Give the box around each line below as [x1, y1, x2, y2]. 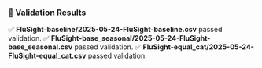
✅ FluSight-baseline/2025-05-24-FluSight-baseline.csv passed [8, 25, 223, 34]
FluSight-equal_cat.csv [8, 51, 87, 61]
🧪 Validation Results [8, 7, 87, 18]
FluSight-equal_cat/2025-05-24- [142, 42, 254, 52]
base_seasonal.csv [8, 42, 73, 52]
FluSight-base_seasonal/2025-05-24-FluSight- [50, 34, 211, 43]
